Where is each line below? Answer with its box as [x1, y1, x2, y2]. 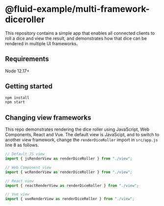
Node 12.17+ [5, 68, 30, 74]
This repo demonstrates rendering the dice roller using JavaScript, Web [5, 126, 150, 132]
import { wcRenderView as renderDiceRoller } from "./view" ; [5, 170, 133, 175]
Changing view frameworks [5, 113, 92, 121]
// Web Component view [5, 165, 51, 170]
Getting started [5, 82, 53, 90]
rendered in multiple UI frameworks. [5, 40, 78, 46]
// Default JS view [5, 151, 45, 157]
